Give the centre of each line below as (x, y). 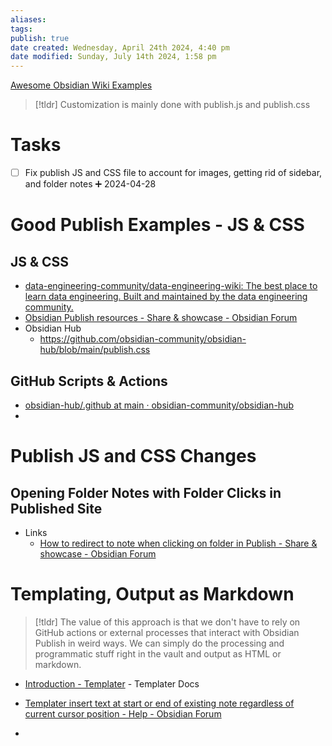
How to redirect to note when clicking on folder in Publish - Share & (178, 543)
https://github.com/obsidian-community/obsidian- (143, 339)
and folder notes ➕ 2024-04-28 (90, 184)
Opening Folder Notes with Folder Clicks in (146, 492)
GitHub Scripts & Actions (89, 381)
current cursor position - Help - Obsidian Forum (123, 713)
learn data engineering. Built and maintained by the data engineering (166, 297)
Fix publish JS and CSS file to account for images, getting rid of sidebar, (173, 173)
